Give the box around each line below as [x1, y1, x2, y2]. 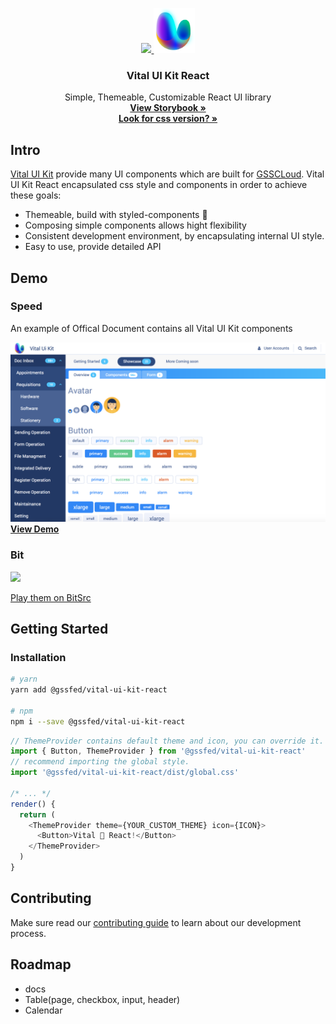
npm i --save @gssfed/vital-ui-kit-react [10, 716, 186, 727]
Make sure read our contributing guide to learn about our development [10, 916, 302, 928]
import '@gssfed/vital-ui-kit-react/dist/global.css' [10, 768, 240, 778]
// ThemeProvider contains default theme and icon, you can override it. [10, 736, 325, 746]
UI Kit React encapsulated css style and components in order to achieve [10, 179, 308, 191]
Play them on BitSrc [10, 591, 92, 603]
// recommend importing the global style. [10, 757, 190, 767]
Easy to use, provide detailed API [24, 241, 162, 253]
